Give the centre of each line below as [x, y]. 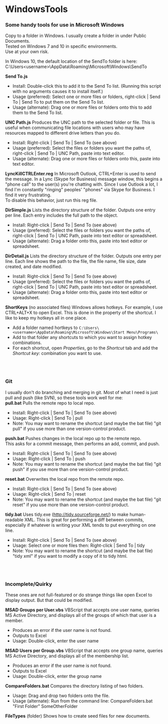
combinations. [27, 343]
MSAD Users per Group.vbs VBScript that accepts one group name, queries [84, 651]
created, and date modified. [34, 267]
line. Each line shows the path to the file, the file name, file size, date [76, 261]
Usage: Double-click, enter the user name [55, 641]
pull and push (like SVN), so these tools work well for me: [64, 398]
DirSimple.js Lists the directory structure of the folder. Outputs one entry [80, 210]
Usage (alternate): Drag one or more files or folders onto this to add [82, 107]
